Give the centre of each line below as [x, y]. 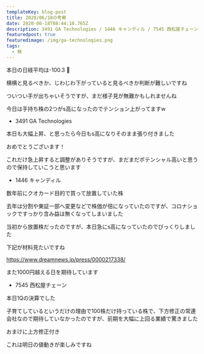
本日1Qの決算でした [31, 298]
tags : [13, 46]
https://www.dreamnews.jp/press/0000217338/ [66, 259]
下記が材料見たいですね [36, 247]
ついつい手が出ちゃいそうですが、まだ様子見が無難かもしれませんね [92, 96]
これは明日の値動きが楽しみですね [49, 344]
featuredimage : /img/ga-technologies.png [60, 40]
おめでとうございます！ [36, 146]
